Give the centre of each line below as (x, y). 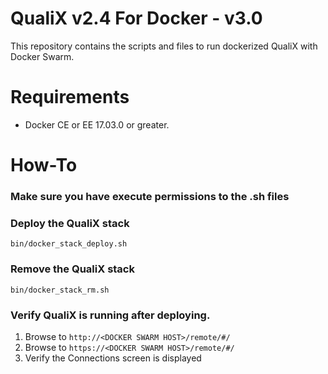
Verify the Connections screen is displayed (113, 358)
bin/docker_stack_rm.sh (60, 290)
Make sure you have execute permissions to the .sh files (150, 196)
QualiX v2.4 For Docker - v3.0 (136, 18)
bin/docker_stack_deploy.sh (69, 244)
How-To (44, 165)
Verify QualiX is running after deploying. (110, 315)
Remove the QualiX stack (72, 269)
